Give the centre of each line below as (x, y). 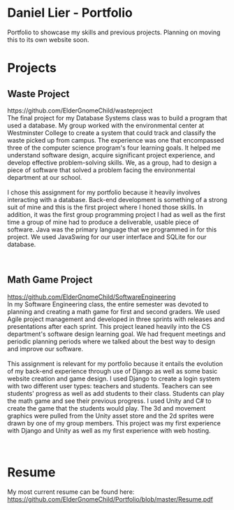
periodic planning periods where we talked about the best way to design (111, 341)
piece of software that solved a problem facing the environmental (101, 170)
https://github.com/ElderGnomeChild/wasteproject (80, 111)
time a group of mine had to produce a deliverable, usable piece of (103, 222)
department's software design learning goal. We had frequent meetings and (116, 334)
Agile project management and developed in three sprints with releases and (116, 319)
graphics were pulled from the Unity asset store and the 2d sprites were (111, 416)
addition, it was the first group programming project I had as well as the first (116, 214)
